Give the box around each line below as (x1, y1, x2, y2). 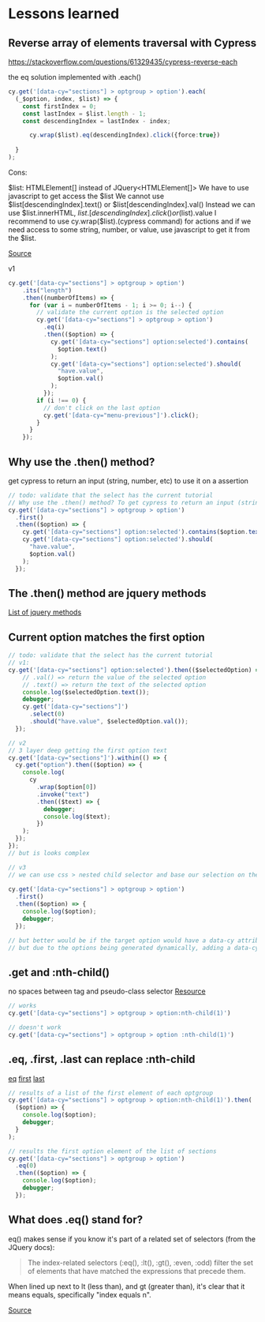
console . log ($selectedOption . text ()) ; (22, 688, 150, 696)
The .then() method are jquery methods (8, 586, 207, 600)
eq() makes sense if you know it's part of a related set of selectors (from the (8, 1234, 256, 1244)
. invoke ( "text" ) (36, 791, 90, 798)
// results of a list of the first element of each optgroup (8, 1089, 214, 1097)
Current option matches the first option (8, 630, 205, 644)
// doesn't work (8, 1023, 62, 1031)
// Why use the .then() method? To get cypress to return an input (8, 498, 235, 506)
